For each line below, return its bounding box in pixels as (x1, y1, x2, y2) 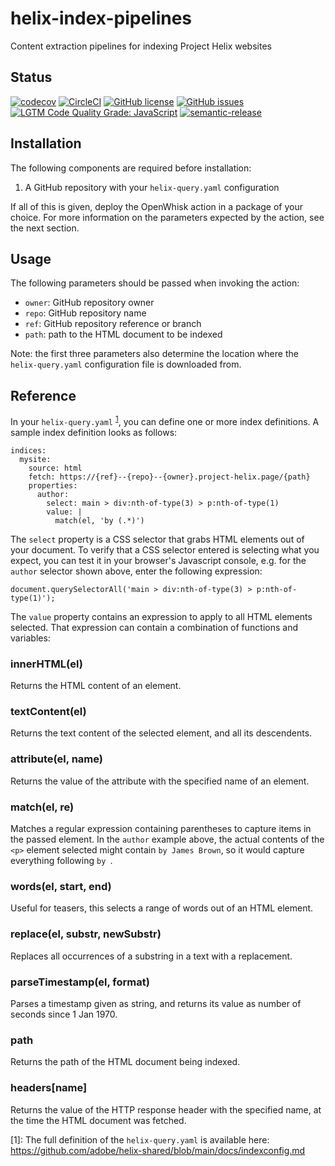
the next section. (10, 222, 80, 234)
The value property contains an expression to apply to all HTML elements (10, 610, 313, 622)
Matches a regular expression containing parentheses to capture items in (10, 823, 312, 835)
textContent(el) (10, 705, 87, 719)
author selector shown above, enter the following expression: (10, 565, 263, 577)
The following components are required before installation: (10, 162, 252, 174)
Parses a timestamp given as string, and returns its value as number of (10, 997, 302, 1009)
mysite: (19, 454, 52, 464)
